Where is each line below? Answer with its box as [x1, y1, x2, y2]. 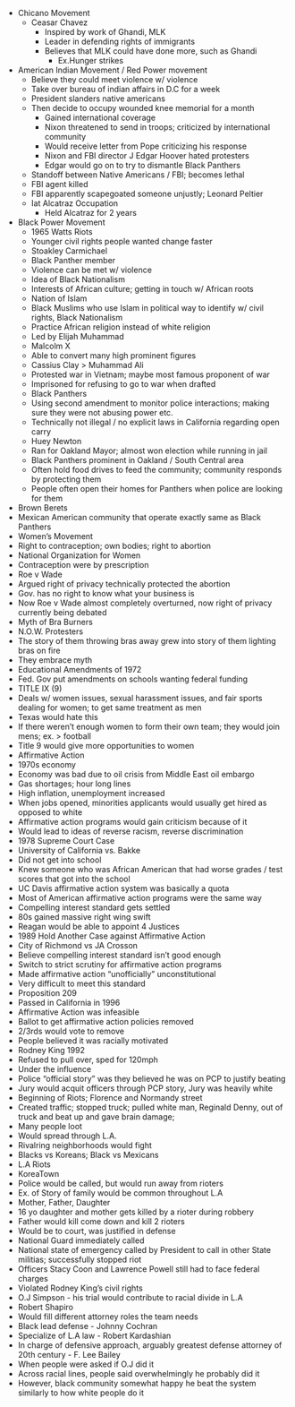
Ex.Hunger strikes [57, 56, 123, 65]
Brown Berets [17, 502, 69, 513]
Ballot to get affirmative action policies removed [17, 1017, 194, 1026]
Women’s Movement [17, 531, 94, 541]
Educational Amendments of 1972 [17, 665, 142, 674]
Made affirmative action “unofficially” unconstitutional [17, 969, 216, 979]
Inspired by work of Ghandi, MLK [44, 27, 166, 37]
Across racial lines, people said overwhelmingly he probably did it [17, 1368, 260, 1378]
